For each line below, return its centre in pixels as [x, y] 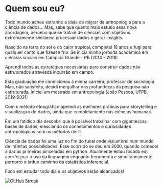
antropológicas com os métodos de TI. [44, 131]
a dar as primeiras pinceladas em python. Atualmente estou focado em [76, 151]
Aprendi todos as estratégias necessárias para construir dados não [73, 67]
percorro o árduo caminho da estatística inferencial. [57, 162]
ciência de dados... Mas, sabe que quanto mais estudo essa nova [71, 27]
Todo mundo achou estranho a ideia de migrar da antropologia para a [75, 22]
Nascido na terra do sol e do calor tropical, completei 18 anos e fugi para [78, 47]
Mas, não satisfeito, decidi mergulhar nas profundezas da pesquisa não [77, 86]
